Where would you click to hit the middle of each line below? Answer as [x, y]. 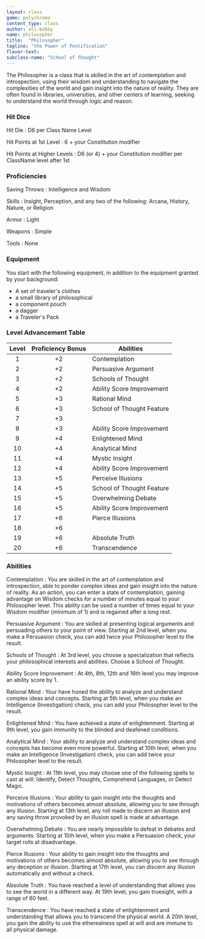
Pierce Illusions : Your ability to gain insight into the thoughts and [88, 854]
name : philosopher [30, 35]
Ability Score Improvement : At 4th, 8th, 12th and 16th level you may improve [102, 674]
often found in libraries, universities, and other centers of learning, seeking [100, 94]
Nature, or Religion [30, 208]
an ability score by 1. [32, 680]
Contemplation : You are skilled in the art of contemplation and [85, 579]
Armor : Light [23, 220]
